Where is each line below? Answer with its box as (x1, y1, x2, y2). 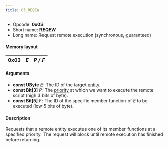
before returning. (5, 137, 41, 143)
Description (5, 115, 31, 121)
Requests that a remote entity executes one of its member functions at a (5, 126, 156, 132)
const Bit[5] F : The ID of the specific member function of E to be (12, 98, 148, 104)
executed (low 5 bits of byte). (12, 103, 74, 109)
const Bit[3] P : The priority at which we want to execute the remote (12, 87, 154, 93)
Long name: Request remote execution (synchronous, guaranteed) (12, 32, 152, 38)
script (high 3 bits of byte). (12, 92, 68, 99)
